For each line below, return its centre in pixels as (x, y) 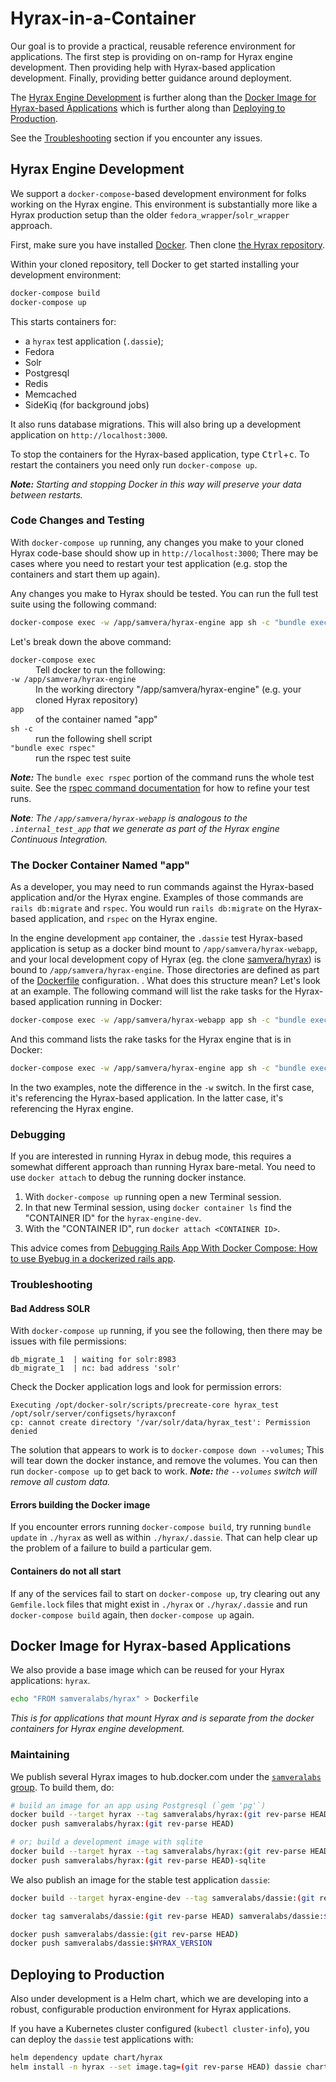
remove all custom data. (60, 1482)
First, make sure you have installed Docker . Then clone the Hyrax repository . (167, 244)
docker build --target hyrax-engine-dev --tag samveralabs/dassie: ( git (162, 1898)
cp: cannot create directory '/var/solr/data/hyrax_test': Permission (160, 1423)
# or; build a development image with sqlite (106, 1842)
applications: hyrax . (50, 1681)
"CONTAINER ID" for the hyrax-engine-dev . (113, 1218)
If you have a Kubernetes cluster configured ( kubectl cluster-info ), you (160, 2029)
